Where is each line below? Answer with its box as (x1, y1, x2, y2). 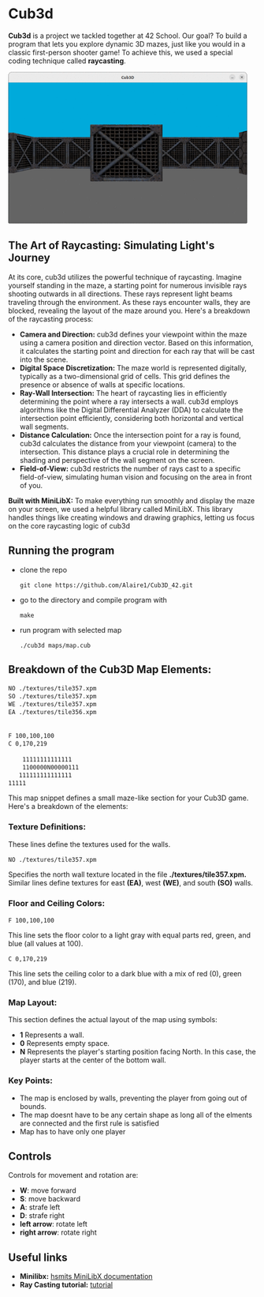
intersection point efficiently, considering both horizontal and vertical (19, 413, 244, 423)
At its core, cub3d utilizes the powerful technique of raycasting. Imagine (8, 272, 243, 281)
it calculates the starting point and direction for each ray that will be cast (19, 346, 255, 355)
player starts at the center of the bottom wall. (19, 1055, 167, 1065)
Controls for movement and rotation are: (8, 1171, 139, 1180)
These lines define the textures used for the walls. (8, 839, 171, 849)
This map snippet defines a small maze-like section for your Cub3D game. (8, 793, 249, 803)
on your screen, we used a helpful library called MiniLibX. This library (8, 504, 233, 513)
